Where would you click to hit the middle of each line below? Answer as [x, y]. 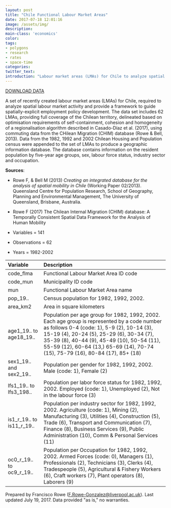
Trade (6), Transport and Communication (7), [97, 422]
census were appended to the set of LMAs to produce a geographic [76, 144]
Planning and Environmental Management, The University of [76, 196]
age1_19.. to [23, 331]
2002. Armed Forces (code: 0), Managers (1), [98, 456]
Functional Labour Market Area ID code [90, 273]
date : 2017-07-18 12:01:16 [34, 19]
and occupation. [22, 160]
